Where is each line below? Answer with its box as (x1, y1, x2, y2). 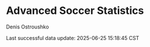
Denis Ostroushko (6, 23, 50, 30)
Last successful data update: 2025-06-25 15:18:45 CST (6, 34, 139, 41)
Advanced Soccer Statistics (6, 4, 144, 17)
